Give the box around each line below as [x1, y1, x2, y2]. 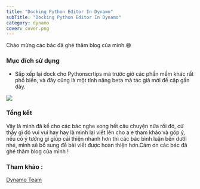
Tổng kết [6, 109, 32, 117]
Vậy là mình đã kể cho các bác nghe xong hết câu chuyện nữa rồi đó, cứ [6, 122, 184, 129]
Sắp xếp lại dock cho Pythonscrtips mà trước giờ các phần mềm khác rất [14, 70, 194, 78]
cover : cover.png [6, 25, 50, 32]
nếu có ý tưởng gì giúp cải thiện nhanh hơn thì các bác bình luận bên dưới [6, 135, 187, 142]
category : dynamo [6, 20, 50, 26]
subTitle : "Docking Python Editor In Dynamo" [6, 14, 121, 20]
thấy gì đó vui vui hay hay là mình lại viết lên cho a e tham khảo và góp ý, [6, 129, 186, 136]
